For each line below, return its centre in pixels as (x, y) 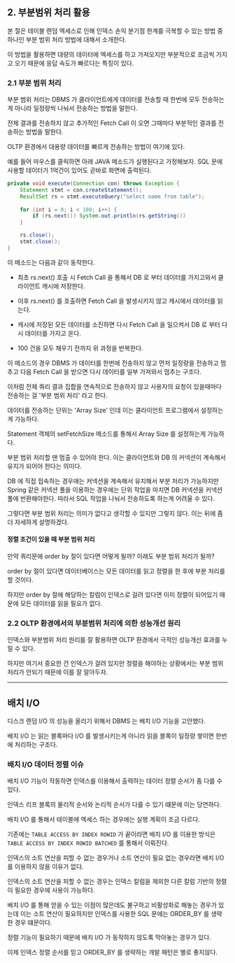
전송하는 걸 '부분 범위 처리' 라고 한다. (58, 395)
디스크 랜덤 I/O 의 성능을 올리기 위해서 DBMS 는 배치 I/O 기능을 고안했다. (107, 721)
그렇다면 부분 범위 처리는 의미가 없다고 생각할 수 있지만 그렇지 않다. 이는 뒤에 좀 (115, 513)
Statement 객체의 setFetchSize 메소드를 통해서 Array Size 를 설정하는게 (107, 434)
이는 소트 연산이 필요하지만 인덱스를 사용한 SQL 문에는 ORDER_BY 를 (115, 914)
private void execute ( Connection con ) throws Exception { (93, 184)
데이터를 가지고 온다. (53, 333)
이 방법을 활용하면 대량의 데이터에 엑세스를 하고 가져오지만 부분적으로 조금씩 (111, 54)
